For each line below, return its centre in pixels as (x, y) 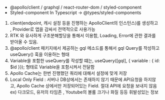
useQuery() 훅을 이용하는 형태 (40, 54)
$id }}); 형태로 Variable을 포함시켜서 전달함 (52, 67)
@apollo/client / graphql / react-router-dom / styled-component (75, 7)
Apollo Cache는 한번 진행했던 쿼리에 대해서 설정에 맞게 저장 (68, 73)
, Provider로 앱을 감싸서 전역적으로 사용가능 (53, 29)
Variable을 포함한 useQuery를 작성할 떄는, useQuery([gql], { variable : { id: (85, 61)
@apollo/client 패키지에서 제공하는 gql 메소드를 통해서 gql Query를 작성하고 (85, 48)
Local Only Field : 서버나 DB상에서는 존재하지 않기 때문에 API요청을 (76, 79)
